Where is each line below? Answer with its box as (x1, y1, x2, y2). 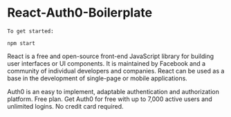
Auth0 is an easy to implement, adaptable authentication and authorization (7, 87, 219, 96)
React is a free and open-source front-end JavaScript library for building (7, 52, 214, 60)
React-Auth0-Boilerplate (7, 5, 153, 21)
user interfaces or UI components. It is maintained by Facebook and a (7, 59, 206, 67)
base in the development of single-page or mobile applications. (7, 74, 188, 82)
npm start (7, 39, 36, 46)
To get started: (7, 28, 54, 35)
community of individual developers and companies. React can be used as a (7, 66, 225, 75)
